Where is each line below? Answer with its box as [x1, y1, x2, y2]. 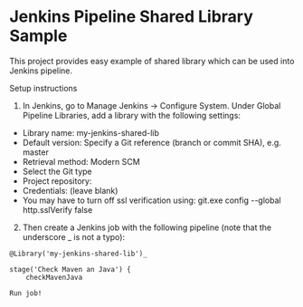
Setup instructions [9, 82, 78, 93]
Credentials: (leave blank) [22, 185, 118, 196]
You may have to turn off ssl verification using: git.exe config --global [22, 195, 282, 206]
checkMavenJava [25, 273, 83, 282]
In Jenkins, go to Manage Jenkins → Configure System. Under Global [22, 100, 281, 110]
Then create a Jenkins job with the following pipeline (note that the [22, 222, 272, 233]
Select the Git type [22, 166, 92, 177]
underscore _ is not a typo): [22, 231, 125, 242]
